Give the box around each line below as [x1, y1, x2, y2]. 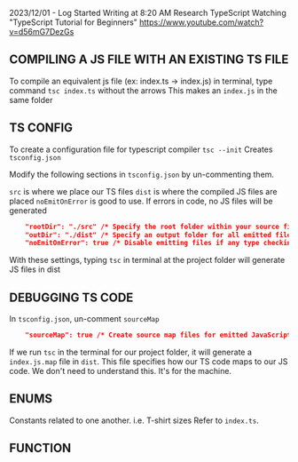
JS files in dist [9, 264, 60, 275]
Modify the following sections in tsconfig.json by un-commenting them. [9, 169, 275, 179]
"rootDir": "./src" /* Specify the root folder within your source [25, 222, 279, 231]
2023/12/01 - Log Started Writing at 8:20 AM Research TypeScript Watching [9, 8, 286, 18]
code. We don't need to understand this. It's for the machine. [9, 365, 232, 376]
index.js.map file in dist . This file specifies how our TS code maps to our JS [9, 355, 288, 367]
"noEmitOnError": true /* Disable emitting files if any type [25, 239, 260, 248]
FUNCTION [9, 441, 72, 456]
